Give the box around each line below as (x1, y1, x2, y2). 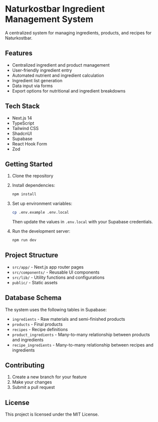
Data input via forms (12, 83, 53, 89)
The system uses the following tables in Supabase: (5, 307, 107, 312)
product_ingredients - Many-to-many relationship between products (12, 331, 150, 337)
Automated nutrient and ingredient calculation (12, 72, 105, 78)
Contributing (5, 361, 45, 369)
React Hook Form (12, 141, 47, 147)
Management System (5, 14, 94, 25)
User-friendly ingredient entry (12, 67, 72, 73)
